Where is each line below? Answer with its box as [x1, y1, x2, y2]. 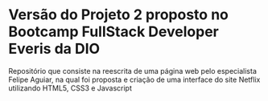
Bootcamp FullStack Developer [8, 22, 219, 41]
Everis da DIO [8, 40, 101, 58]
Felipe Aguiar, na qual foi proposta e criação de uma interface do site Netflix [8, 75, 261, 84]
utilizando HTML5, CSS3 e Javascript [8, 83, 133, 93]
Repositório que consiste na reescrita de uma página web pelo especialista [8, 66, 258, 75]
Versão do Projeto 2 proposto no [8, 6, 229, 24]
